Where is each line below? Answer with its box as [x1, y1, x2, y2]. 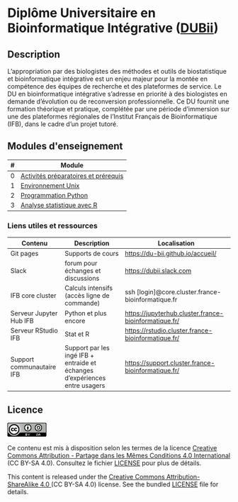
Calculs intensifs [64, 284, 113, 292]
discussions [64, 274, 100, 283]
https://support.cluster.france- [125, 359, 215, 367]
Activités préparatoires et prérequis [21, 172, 124, 180]
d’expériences [64, 374, 106, 382]
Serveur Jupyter [10, 308, 58, 317]
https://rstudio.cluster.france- [125, 326, 212, 335]
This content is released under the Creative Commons [7, 473, 165, 481]
